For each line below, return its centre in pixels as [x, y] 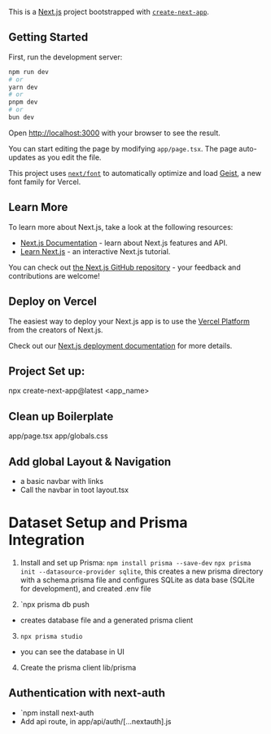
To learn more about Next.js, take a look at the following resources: [121, 226]
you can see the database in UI [72, 652]
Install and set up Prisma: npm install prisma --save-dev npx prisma [135, 562]
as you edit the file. [70, 157]
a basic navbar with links [62, 481]
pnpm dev [23, 102]
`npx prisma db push [55, 604]
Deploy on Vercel [53, 302]
